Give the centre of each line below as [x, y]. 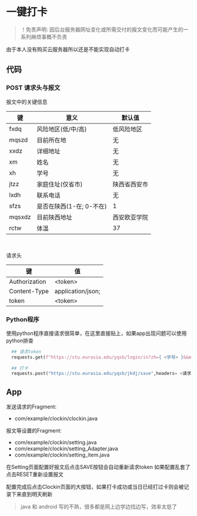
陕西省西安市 [130, 184]
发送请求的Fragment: [31, 407]
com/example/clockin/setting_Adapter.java [66, 449]
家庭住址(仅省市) [60, 184]
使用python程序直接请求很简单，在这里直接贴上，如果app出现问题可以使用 [96, 333]
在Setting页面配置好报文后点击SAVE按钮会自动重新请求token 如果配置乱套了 [98, 467]
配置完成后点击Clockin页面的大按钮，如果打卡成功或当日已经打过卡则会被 [95, 487]
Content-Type [29, 291]
